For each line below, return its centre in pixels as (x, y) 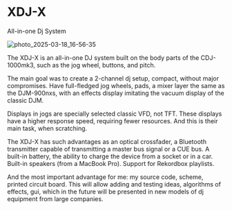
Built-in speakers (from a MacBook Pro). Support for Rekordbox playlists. (111, 163)
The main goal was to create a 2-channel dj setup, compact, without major (113, 78)
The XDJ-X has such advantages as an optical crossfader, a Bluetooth (107, 141)
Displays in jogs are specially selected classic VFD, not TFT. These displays (115, 114)
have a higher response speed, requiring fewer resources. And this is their (113, 120)
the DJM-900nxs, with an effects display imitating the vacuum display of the (116, 93)
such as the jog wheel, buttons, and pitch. (96, 65)
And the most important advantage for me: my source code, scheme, (105, 177)
